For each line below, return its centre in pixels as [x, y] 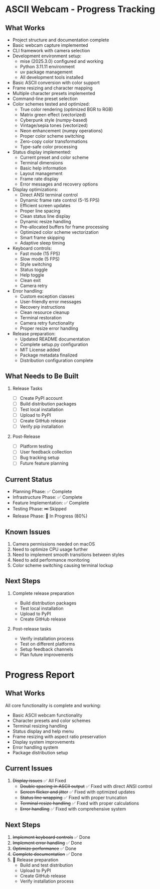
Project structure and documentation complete [61, 40]
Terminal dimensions [41, 163]
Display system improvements [44, 742]
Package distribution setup [40, 752]
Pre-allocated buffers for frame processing [64, 227]
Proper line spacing [40, 211]
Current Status [29, 479]
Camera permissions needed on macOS [54, 544]
